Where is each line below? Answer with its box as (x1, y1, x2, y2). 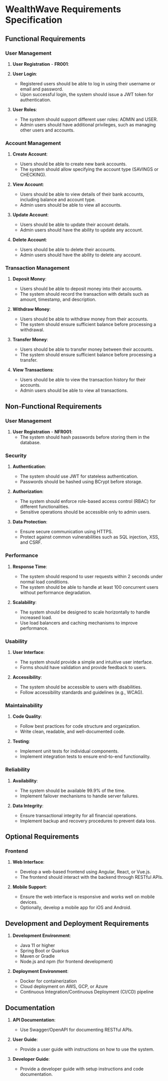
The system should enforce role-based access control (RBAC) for (20, 498, 156, 504)
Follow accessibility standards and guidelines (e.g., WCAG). (20, 689, 144, 695)
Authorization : (12, 489, 44, 495)
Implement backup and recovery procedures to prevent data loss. (20, 818, 156, 824)
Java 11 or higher (20, 943, 55, 949)
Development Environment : (12, 932, 71, 938)
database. (20, 440, 41, 446)
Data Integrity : (12, 803, 44, 809)
